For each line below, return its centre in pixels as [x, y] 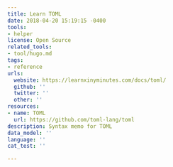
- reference [25, 67]
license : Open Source [39, 41]
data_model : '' [30, 133]
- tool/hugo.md [30, 54]
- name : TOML [27, 113]
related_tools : [30, 47]
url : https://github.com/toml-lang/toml [74, 119]
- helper [20, 34]
